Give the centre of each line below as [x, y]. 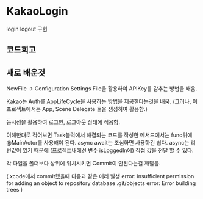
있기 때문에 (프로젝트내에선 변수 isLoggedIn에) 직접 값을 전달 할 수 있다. [108, 150]
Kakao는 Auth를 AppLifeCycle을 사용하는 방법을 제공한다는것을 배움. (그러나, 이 [102, 101]
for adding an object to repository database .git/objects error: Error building [101, 183]
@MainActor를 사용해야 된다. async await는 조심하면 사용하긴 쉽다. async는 [98, 143]
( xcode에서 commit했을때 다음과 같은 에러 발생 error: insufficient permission [100, 176]
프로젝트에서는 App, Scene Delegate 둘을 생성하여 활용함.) [77, 109]
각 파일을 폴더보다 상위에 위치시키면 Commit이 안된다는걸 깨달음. [84, 164]
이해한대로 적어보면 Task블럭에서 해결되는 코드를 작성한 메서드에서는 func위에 [99, 135]
